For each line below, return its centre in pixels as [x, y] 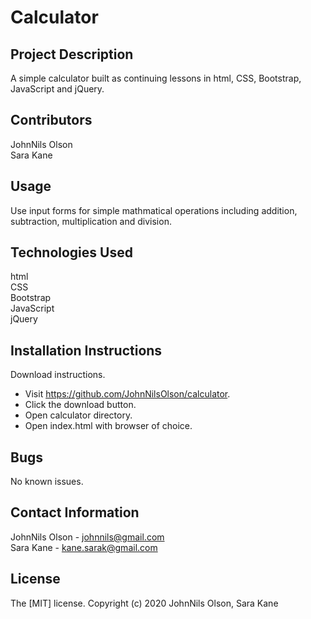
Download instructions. [58, 375]
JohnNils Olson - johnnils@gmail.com [87, 537]
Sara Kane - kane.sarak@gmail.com [84, 547]
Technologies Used [71, 252]
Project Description [72, 54]
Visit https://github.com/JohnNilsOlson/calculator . [127, 394]
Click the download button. [80, 405]
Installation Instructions [86, 350]
